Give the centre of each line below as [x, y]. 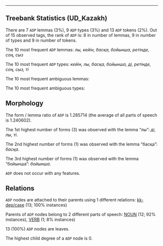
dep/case [15, 205]
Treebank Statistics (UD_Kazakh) [57, 18]
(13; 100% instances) [46, 205]
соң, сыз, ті [17, 69]
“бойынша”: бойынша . [28, 164]
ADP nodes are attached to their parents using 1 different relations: [71, 200]
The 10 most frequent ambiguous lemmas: [47, 78]
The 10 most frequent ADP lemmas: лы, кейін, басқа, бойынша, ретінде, [77, 49]
